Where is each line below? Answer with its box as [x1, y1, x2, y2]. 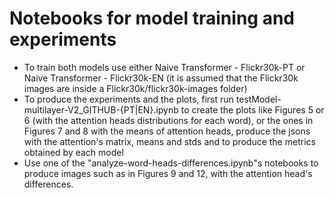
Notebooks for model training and [9, 7, 295, 30]
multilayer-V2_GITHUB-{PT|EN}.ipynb [23, 103, 179, 116]
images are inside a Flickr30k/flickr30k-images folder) [23, 82, 248, 94]
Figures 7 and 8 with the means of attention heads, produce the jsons [23, 125, 311, 137]
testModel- [235, 93, 282, 105]
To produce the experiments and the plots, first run [23, 93, 234, 105]
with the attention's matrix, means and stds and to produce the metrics [23, 135, 316, 147]
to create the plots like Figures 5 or [180, 103, 325, 116]
